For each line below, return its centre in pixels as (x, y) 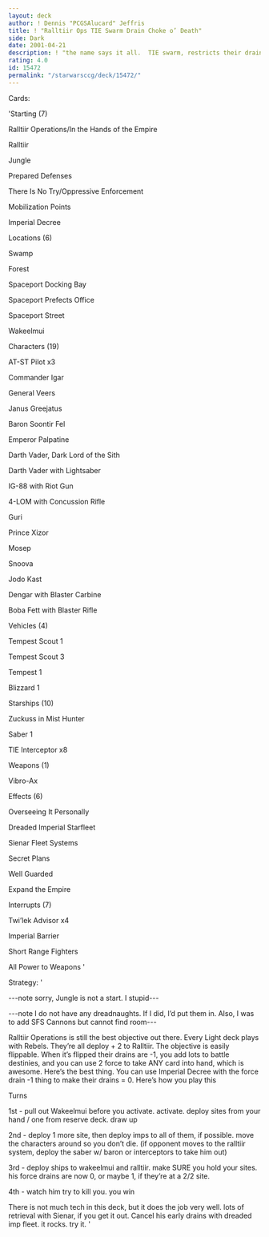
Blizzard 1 (24, 687)
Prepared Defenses (40, 175)
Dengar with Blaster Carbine (55, 594)
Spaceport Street (37, 315)
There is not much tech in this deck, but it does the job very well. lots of (126, 1207)
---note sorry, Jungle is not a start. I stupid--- (84, 998)
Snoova (21, 563)
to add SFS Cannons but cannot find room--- (83, 1022)
